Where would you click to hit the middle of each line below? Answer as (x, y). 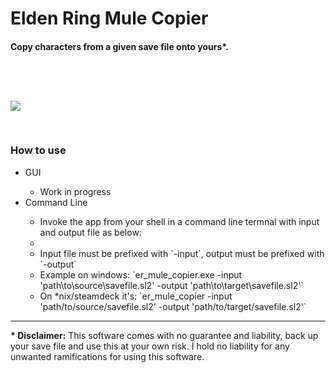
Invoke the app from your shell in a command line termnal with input (179, 221)
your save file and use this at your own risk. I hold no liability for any (150, 346)
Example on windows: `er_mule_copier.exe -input (141, 274)
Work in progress (75, 191)
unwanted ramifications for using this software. (107, 356)
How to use (38, 150)
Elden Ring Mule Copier (109, 18)
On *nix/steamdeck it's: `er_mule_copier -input (136, 296)
